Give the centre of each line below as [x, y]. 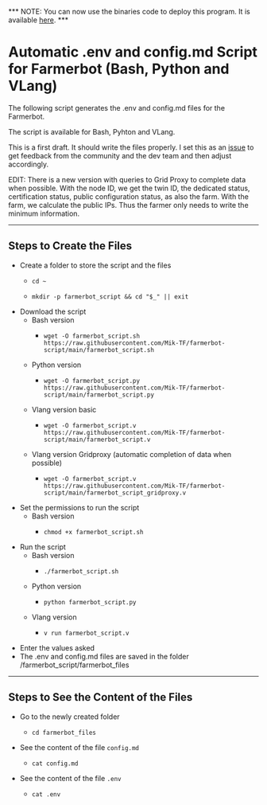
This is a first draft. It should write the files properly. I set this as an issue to [131, 147]
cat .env [46, 794]
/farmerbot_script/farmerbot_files [74, 665]
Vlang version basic [64, 409]
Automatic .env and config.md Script [133, 52]
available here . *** [39, 20]
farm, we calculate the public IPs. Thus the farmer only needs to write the [128, 205]
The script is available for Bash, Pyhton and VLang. [92, 131]
